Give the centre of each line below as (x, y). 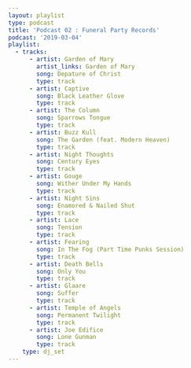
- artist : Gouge (55, 177)
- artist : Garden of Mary (71, 60)
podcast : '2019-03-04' (45, 37)
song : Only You (61, 271)
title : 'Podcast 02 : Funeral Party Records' (84, 30)
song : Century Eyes (68, 162)
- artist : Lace (54, 220)
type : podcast (31, 23)
